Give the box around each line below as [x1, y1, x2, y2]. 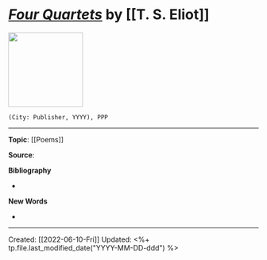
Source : [8, 149, 35, 160]
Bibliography [8, 165, 52, 175]
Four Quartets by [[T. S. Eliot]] [8, 6, 210, 24]
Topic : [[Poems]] [8, 134, 64, 144]
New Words [8, 196, 48, 206]
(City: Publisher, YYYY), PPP [8, 113, 109, 121]
